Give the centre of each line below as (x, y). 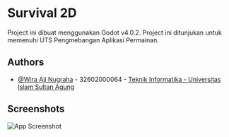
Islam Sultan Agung (46, 87)
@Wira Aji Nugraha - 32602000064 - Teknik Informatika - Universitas (119, 79)
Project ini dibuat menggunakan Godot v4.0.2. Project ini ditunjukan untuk (115, 32)
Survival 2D (42, 13)
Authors (26, 62)
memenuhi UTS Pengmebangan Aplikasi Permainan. (83, 40)
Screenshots (36, 109)
